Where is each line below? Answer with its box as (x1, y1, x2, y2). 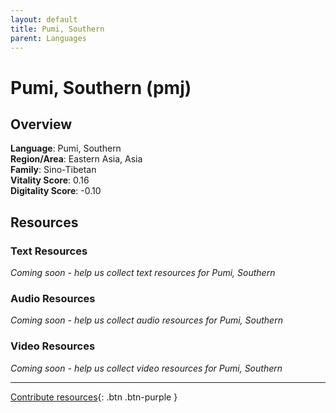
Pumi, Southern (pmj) (10, 76, 192, 99)
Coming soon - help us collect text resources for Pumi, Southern (10, 267, 276, 279)
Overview (10, 116, 73, 133)
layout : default (10, 14, 78, 25)
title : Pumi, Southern (10, 24, 105, 34)
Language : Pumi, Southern (10, 142, 122, 155)
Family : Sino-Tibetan (10, 164, 97, 176)
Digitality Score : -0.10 (10, 185, 102, 197)
